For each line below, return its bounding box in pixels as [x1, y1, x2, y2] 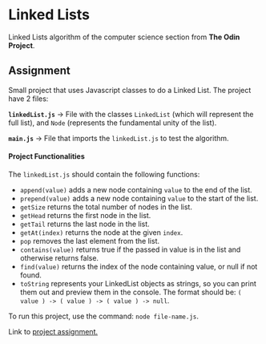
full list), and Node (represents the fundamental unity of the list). [8, 118, 217, 127]
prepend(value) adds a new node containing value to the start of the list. [19, 193, 259, 203]
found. [19, 270, 42, 280]
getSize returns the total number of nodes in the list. [19, 202, 192, 212]
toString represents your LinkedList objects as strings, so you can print [19, 278, 256, 288]
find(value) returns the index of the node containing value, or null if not [19, 261, 258, 271]
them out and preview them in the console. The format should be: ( [19, 287, 242, 297]
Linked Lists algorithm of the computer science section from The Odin [8, 32, 240, 42]
